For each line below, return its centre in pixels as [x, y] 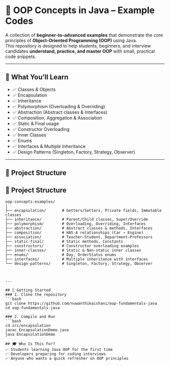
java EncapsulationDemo [30, 334]
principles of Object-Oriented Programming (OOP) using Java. [71, 40]
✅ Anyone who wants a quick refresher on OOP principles [67, 358]
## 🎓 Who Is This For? [30, 344]
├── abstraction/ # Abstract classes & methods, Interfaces [79, 228]
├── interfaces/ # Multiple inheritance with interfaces [77, 259]
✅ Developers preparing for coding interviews [56, 354]
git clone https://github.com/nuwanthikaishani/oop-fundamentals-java [81, 303]
